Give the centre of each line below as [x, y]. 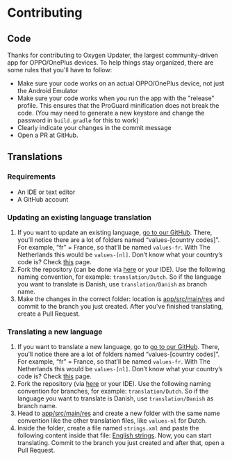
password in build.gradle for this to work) [78, 120]
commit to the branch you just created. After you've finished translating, [120, 306]
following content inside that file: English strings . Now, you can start [114, 435]
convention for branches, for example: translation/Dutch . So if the [113, 391]
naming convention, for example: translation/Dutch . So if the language [119, 277]
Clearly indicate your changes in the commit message [94, 128]
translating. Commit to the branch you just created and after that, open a [121, 443]
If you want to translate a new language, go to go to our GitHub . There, [118, 347]
